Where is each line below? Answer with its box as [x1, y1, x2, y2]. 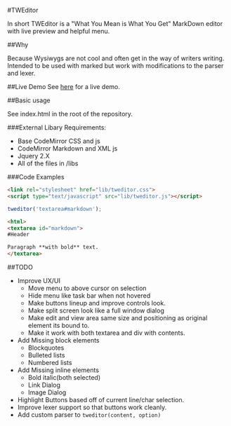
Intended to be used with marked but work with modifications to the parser [7, 62, 224, 69]
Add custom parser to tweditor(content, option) [17, 411, 161, 419]
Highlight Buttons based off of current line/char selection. [17, 396, 185, 404]
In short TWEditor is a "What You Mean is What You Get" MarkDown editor [7, 20, 223, 27]
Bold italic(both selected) [27, 373, 100, 381]
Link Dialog [27, 381, 61, 389]
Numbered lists [27, 359, 72, 366]
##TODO [7, 263, 33, 271]
